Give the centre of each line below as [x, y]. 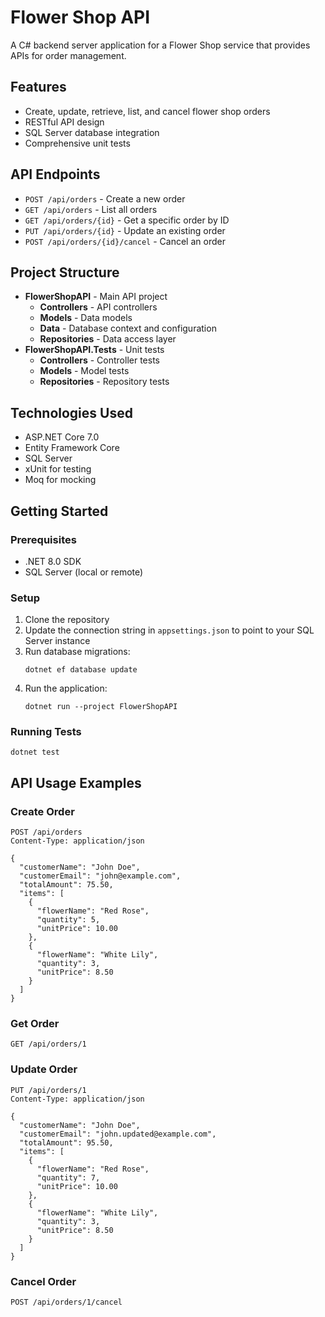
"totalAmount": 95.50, [66, 1142]
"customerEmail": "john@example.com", [100, 876]
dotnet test [35, 752]
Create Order [42, 811]
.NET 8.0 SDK [53, 561]
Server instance [57, 641]
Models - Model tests [84, 371]
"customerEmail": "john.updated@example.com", [118, 1134]
